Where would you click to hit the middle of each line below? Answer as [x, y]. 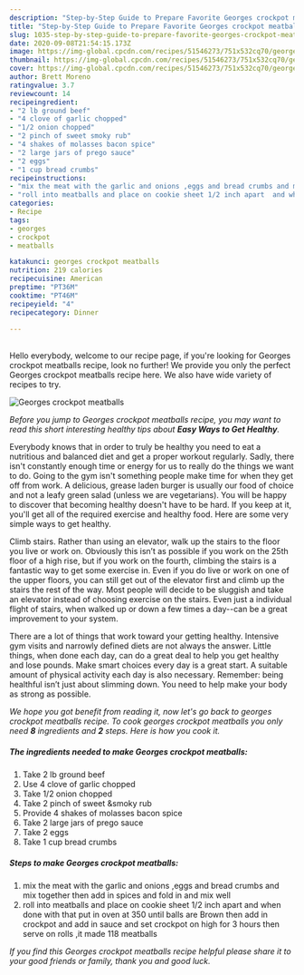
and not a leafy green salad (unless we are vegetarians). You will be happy [148, 495]
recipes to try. [35, 385]
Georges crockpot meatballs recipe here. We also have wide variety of [141, 375]
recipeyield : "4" [42, 304]
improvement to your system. [64, 619]
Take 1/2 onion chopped [67, 794]
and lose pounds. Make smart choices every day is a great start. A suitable [148, 665]
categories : [32, 204]
